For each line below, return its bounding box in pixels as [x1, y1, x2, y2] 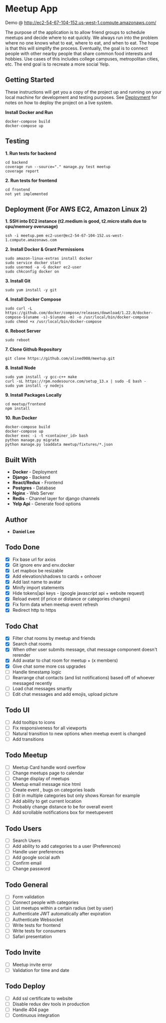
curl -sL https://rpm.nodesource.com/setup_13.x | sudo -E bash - [5, 379, 146, 384]
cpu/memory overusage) [5, 224, 58, 230]
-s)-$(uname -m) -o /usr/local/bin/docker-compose [40, 315, 149, 320]
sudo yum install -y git [5, 288, 57, 293]
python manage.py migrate [5, 438, 59, 443]
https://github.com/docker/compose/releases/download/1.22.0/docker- [5, 311, 153, 316]
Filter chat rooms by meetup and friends [12, 635, 95, 641]
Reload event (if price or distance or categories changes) [12, 596, 130, 602]
